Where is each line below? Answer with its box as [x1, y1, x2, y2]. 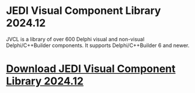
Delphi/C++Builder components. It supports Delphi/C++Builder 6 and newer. [6, 42, 190, 49]
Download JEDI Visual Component [6, 62, 176, 76]
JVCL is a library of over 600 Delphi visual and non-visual [6, 35, 145, 42]
